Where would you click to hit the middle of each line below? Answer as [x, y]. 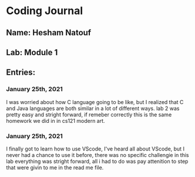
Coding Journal [45, 11]
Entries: [21, 73]
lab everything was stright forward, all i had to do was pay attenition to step [97, 161]
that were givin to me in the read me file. [55, 167]
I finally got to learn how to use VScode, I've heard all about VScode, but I [95, 149]
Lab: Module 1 [32, 52]
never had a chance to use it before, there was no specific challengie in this [97, 155]
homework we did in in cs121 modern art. [56, 121]
